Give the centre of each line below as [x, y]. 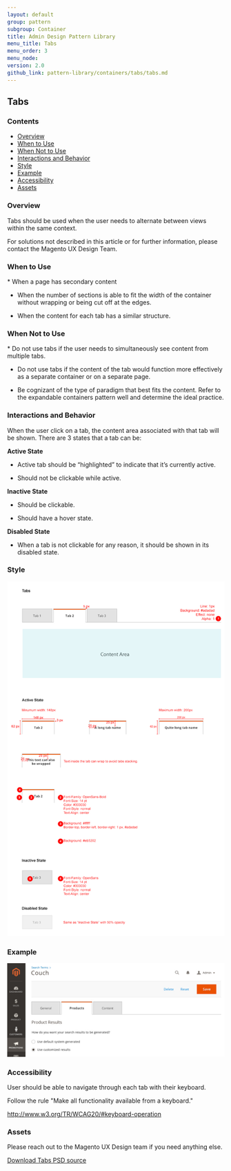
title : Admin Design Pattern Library [61, 37]
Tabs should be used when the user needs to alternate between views [107, 220]
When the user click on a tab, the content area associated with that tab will [113, 430]
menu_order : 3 [28, 51]
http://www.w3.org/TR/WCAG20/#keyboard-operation [84, 1114]
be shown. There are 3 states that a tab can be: [74, 438]
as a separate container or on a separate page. [83, 377]
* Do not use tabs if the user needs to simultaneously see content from [108, 349]
